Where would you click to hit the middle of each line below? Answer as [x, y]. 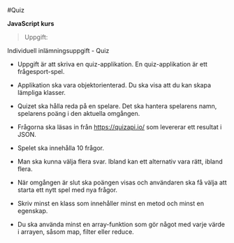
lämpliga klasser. [42, 93]
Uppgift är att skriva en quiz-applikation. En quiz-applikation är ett [112, 64]
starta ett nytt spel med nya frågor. [67, 190]
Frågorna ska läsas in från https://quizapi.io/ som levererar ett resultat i [119, 127]
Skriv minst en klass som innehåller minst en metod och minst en [111, 203]
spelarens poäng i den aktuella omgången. [79, 113]
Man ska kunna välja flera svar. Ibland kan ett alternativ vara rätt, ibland [120, 161]
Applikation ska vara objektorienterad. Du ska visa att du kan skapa [114, 85]
